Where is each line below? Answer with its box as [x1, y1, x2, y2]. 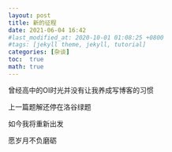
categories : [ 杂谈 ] [8, 48, 70, 56]
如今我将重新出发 [8, 119, 64, 128]
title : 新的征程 [8, 19, 57, 27]
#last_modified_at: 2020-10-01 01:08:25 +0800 [8, 33, 164, 42]
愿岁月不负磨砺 [8, 135, 57, 145]
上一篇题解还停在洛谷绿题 [8, 102, 92, 111]
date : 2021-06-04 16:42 [8, 26, 87, 34]
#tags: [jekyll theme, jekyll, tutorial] [8, 41, 147, 49]
